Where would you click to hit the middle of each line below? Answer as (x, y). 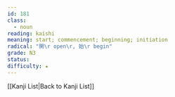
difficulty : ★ (28, 66)
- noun (23, 27)
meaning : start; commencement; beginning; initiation (88, 40)
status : (19, 60)
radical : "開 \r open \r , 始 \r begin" (60, 46)
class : (17, 20)
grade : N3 (22, 53)
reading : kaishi (31, 33)
